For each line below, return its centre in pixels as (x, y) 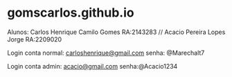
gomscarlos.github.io (71, 13)
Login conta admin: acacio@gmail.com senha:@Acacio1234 (92, 66)
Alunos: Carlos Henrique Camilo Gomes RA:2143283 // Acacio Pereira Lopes (116, 32)
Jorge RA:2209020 (35, 39)
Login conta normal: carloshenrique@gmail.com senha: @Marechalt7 (106, 53)
